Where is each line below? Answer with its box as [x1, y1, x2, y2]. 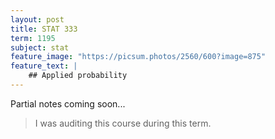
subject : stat [10, 42, 70, 53]
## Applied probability [28, 71, 128, 81]
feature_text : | [10, 61, 78, 71]
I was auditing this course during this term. [34, 117, 212, 129]
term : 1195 [10, 33, 56, 43]
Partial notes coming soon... [10, 97, 126, 110]
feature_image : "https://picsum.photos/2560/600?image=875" [10, 52, 267, 62]
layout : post [10, 14, 65, 25]
